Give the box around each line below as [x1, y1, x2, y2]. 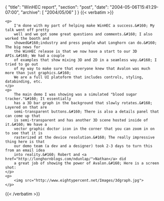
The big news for [5, 45, 41, 50]
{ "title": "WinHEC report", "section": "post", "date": [5, 4, 109, 10]
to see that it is [5, 131, 43, 136]
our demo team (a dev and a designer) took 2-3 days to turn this [14, 144, 153, 148]
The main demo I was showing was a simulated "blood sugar [14, 92, 137, 97]
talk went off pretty [5, 28, 50, 32]
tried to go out [5, 62, 38, 67]
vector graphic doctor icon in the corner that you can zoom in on [14, 126, 155, 131]
